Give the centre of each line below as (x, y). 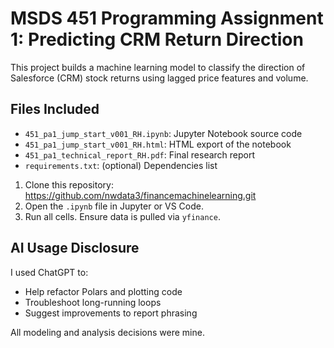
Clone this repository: (69, 184)
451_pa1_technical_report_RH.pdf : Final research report (140, 154)
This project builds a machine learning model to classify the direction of (158, 67)
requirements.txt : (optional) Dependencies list (121, 165)
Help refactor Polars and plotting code (103, 291)
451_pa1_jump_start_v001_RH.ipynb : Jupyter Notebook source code (163, 133)
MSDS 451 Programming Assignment (167, 18)
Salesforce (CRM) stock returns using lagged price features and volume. (159, 78)
